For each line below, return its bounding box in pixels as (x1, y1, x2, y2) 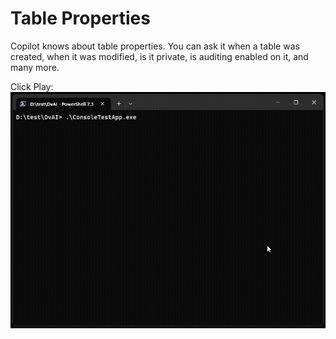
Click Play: (10, 80, 54, 92)
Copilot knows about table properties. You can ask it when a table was (10, 40, 300, 52)
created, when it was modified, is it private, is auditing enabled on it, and (10, 50, 309, 62)
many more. (10, 61, 60, 73)
